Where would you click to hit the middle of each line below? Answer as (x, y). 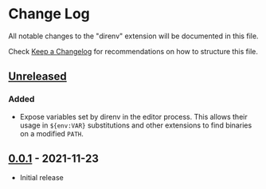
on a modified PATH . (51, 133)
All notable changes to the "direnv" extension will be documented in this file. (133, 36)
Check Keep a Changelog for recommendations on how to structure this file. (133, 51)
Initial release (41, 178)
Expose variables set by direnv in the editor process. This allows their (134, 116)
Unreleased (38, 77)
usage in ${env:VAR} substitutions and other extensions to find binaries (136, 125)
